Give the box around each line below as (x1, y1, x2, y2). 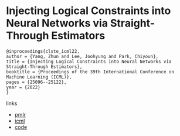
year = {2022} (6, 84, 41, 90)
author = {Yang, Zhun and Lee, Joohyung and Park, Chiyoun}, (6, 53, 159, 59)
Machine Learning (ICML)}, (6, 74, 72, 80)
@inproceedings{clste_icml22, (6, 48, 80, 54)
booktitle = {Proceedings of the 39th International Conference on (6, 69, 175, 74)
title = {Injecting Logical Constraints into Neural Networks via (6, 59, 172, 64)
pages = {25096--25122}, (6, 79, 67, 85)
